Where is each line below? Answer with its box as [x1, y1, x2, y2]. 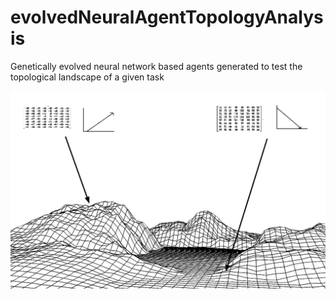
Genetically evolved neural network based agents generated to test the [10, 60, 303, 72]
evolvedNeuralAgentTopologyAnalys [10, 6, 324, 29]
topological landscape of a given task [10, 71, 165, 83]
